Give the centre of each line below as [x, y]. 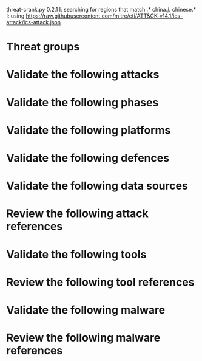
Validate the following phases [82, 102]
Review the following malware [83, 338]
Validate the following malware [86, 310]
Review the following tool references [101, 282]
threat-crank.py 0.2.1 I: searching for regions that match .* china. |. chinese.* [101, 9]
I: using [15, 16]
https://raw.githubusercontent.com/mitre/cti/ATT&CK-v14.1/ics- [104, 16]
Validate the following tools [76, 254]
